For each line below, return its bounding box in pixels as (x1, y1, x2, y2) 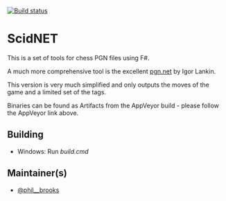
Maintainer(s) (7, 167, 67, 180)
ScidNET (7, 31, 59, 46)
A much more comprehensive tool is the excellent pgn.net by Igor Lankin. (7, 67, 216, 76)
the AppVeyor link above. (7, 108, 79, 117)
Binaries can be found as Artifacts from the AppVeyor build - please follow (7, 101, 220, 110)
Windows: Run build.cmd (17, 147, 89, 155)
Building (7, 129, 44, 141)
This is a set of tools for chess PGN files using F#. (7, 53, 150, 62)
